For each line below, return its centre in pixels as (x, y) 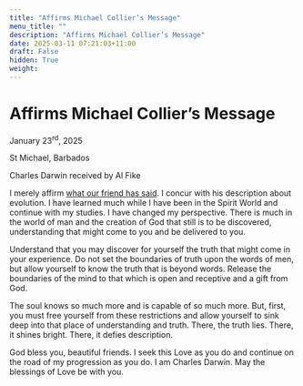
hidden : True (34, 60)
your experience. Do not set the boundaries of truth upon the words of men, (151, 259)
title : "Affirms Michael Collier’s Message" (95, 18)
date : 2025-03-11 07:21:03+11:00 (73, 43)
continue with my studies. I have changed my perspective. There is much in (151, 213)
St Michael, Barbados (50, 158)
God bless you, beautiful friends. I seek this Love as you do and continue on (151, 352)
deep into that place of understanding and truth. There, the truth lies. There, (151, 325)
